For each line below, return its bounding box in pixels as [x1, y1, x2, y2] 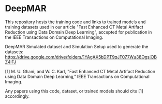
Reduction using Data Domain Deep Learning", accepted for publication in [5, 29, 152, 35]
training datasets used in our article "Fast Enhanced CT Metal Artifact [5, 24, 144, 30]
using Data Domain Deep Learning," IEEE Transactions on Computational [5, 74, 150, 79]
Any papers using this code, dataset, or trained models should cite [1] [5, 88, 144, 94]
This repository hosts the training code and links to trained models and [5, 19, 146, 25]
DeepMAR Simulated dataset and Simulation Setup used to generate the [5, 44, 148, 49]
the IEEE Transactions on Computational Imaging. [5, 34, 103, 40]
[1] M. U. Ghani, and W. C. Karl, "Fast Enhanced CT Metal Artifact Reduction [5, 68, 156, 74]
